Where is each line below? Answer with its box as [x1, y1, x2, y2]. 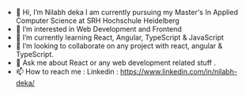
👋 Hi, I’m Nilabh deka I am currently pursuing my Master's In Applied [15, 8, 239, 17]
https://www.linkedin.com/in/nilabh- [119, 67, 237, 76]
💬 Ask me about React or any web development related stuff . [15, 58, 216, 67]
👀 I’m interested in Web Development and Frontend [15, 25, 182, 33]
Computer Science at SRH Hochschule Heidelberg [15, 16, 180, 25]
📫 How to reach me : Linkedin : [15, 67, 119, 76]
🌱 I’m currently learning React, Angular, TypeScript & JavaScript [15, 32, 224, 42]
